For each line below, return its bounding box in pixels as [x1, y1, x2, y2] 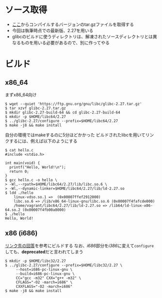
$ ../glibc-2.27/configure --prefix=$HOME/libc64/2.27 [5, 118, 118, 123]
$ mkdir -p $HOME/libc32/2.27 [5, 259, 66, 263]
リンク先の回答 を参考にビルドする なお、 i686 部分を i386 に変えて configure [5, 242, 154, 248]
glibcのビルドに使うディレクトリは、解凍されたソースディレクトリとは [12, 34, 153, 39]
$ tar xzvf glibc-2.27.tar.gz [5, 106, 66, 111]
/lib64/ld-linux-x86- [109, 203, 153, 208]
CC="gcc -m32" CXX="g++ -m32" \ [16, 276, 81, 280]
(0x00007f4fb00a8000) [22, 207, 66, 212]
